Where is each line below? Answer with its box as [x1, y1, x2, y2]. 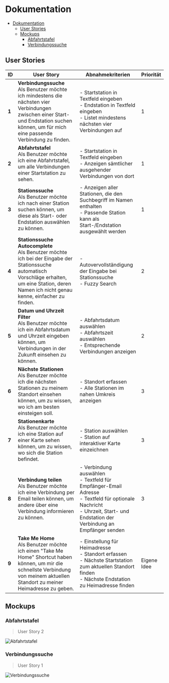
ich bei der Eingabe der [18, 255, 73, 262]
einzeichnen [79, 446, 109, 453]
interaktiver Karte [79, 440, 121, 447]
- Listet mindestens [79, 114, 126, 121]
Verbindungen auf [79, 127, 122, 134]
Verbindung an [79, 520, 115, 527]
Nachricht [79, 501, 103, 508]
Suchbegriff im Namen [79, 196, 133, 203]
